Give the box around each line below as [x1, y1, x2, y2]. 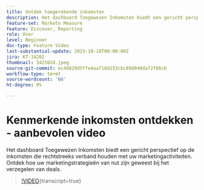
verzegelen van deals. [6, 165, 62, 172]
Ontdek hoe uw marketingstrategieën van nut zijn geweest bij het [6, 159, 169, 166]
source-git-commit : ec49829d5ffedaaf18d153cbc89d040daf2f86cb [6, 65, 167, 71]
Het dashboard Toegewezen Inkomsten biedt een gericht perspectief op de [6, 146, 195, 153]
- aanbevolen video [6, 126, 106, 140]
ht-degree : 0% [6, 82, 42, 88]
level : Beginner [6, 37, 47, 43]
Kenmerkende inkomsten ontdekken [6, 113, 194, 127]
